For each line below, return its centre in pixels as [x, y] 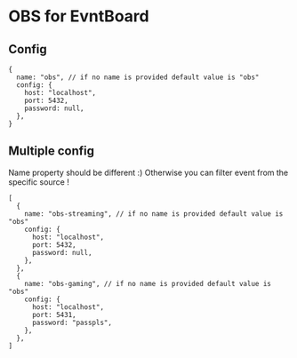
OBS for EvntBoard [79, 16]
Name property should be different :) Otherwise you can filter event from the [148, 172]
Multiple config [52, 151]
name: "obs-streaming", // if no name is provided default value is [154, 214]
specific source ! [39, 182]
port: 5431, [54, 314]
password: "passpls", [72, 322]
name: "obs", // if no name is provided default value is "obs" [138, 77]
